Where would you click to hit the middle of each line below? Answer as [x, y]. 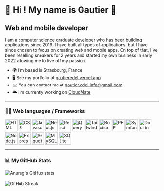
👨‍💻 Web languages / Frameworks [45, 111]
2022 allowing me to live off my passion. [46, 60]
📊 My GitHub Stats [28, 161]
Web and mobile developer [47, 28]
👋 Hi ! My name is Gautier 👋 [61, 10]
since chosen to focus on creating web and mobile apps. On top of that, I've [81, 50]
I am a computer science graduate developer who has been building [74, 40]
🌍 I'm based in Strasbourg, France [47, 70]
